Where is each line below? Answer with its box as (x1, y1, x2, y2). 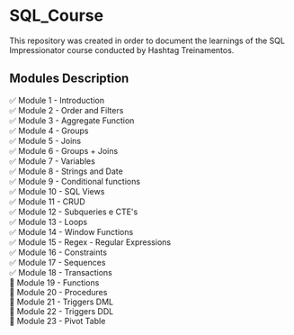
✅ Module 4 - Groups (9, 125, 89, 136)
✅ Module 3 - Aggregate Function (9, 114, 135, 126)
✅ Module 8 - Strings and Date (9, 166, 123, 177)
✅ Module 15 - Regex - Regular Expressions (9, 236, 172, 248)
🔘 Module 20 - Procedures (9, 286, 108, 297)
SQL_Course (9, 5, 104, 26)
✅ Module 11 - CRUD (9, 195, 85, 207)
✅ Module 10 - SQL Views (9, 186, 105, 196)
